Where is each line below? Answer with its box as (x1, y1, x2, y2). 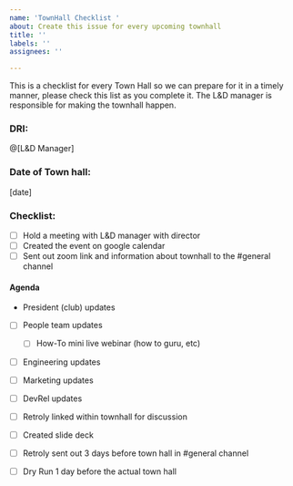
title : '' (9, 30, 47, 39)
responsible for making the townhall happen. (9, 99, 177, 110)
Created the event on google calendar (22, 241, 166, 252)
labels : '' (9, 38, 51, 48)
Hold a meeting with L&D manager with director (22, 230, 201, 242)
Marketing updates (22, 375, 94, 386)
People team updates (22, 320, 103, 331)
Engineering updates (22, 357, 101, 367)
